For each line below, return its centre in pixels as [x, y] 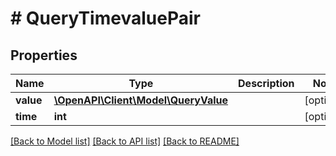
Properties [44, 55]
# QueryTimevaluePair [105, 18]
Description [266, 83]
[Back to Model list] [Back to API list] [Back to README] [125, 141]
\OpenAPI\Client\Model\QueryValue [141, 100]
